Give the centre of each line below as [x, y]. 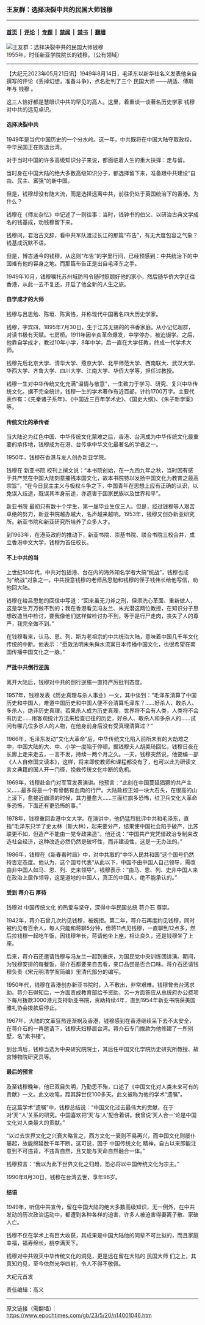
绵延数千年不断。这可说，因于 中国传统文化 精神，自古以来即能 [112, 1143]
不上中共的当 [22, 557]
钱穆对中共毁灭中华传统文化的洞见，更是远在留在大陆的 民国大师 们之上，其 [101, 1256]
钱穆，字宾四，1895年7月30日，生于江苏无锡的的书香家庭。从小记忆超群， [100, 327]
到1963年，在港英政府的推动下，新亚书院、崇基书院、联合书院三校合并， [98, 535]
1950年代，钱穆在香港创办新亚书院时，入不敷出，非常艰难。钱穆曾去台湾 [98, 984]
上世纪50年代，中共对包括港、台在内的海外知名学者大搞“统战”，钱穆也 [95, 572]
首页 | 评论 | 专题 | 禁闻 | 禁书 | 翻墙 [56, 32]
